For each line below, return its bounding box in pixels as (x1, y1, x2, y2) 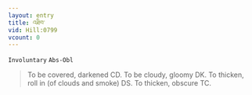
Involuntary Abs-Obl (8, 57, 74, 64)
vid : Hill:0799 (8, 26, 58, 34)
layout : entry (8, 11, 55, 20)
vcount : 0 (8, 33, 41, 42)
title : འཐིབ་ (8, 19, 45, 27)
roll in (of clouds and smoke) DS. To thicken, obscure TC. (27, 79, 212, 88)
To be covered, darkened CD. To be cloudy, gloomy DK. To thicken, (27, 70, 244, 79)
